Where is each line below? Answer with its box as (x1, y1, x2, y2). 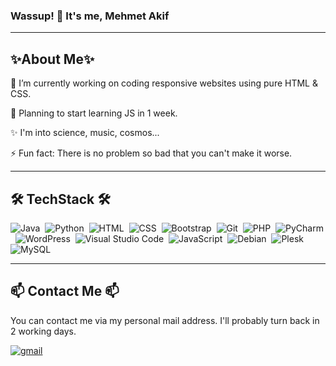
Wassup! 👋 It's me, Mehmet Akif (10, 9, 170, 23)
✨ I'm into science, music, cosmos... (10, 127, 160, 139)
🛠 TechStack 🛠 (10, 190, 111, 208)
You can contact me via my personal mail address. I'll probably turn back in (10, 314, 320, 326)
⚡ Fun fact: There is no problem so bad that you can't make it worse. (10, 147, 293, 159)
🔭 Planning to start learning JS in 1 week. (10, 107, 178, 119)
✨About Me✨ (10, 50, 95, 68)
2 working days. (10, 325, 77, 337)
